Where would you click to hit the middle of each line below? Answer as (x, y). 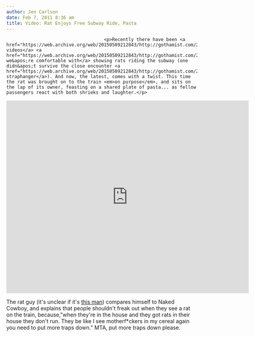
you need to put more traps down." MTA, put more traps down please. (93, 328)
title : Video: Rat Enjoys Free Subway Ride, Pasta (71, 23)
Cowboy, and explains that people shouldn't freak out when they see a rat (98, 309)
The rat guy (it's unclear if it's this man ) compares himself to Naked (90, 302)
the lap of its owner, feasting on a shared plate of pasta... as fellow (101, 87)
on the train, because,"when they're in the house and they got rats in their (98, 315)
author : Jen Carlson (32, 12)
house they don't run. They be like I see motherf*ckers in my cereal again (98, 321)
